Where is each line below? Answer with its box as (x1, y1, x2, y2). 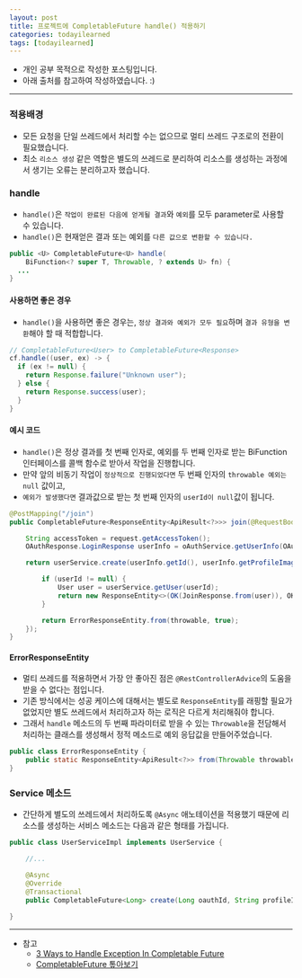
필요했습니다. (22, 141, 69, 153)
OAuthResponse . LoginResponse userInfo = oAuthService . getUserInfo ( (25, 542, 283, 551)
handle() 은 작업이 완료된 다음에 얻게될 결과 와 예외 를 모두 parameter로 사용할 (22, 209, 285, 219)
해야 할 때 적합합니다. (28, 327, 103, 338)
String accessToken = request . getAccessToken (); (25, 534, 211, 543)
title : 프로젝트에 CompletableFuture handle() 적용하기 (9, 22, 207, 31)
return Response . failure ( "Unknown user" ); (25, 370, 187, 380)
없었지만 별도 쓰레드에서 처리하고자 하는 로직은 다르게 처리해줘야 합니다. (22, 707, 275, 717)
